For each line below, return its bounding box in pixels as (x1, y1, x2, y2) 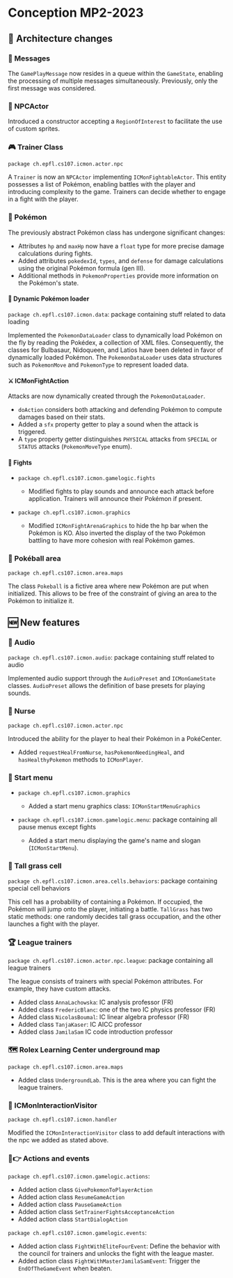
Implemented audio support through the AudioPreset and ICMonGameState (8, 674, 216, 682)
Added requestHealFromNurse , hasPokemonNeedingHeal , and (17, 748, 185, 756)
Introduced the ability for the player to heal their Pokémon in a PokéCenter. (8, 734, 222, 742)
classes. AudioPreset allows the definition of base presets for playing (8, 682, 206, 690)
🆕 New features (8, 617, 81, 629)
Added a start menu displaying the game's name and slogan (28, 836, 201, 845)
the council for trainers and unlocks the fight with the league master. (17, 1249, 214, 1258)
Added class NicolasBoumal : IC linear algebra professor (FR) (17, 1012, 190, 1021)
